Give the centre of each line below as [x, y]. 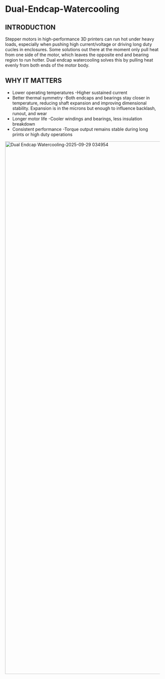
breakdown [24, 124]
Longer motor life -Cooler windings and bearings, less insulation [77, 119]
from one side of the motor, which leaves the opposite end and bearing [77, 55]
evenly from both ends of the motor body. [47, 65]
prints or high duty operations [42, 134]
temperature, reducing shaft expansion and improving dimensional [79, 103]
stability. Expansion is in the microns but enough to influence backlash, [84, 108]
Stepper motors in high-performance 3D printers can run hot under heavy [80, 39]
